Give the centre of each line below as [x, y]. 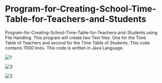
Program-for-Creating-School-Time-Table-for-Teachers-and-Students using [81, 32]
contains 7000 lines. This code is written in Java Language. [64, 48]
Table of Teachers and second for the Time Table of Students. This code [78, 42]
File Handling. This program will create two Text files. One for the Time [76, 38]
